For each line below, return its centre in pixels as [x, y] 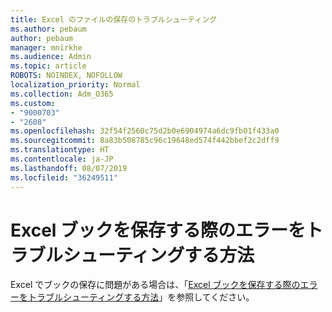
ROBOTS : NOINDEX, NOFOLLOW [66, 76]
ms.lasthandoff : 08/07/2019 [69, 168]
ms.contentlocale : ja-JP [62, 159]
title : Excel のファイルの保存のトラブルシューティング [114, 19]
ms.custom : [33, 103]
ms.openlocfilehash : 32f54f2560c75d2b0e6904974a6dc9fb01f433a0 [145, 131]
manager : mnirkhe [46, 47]
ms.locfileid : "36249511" [64, 177]
